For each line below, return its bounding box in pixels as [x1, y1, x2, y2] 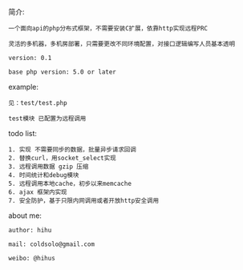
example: [8, 83, 38, 91]
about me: [8, 211, 43, 220]
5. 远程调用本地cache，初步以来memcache [8, 179, 132, 187]
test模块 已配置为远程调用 [8, 115, 87, 123]
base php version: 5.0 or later [8, 68, 116, 76]
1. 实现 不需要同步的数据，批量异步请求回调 [8, 146, 136, 154]
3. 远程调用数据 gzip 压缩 [8, 163, 89, 171]
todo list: [8, 129, 38, 138]
